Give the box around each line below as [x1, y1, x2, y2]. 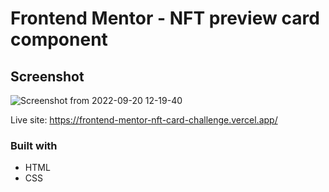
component [10, 28, 108, 51]
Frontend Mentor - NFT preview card [10, 7, 320, 30]
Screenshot [10, 68, 85, 85]
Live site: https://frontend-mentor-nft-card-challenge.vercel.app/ [10, 114, 278, 126]
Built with [10, 138, 58, 152]
